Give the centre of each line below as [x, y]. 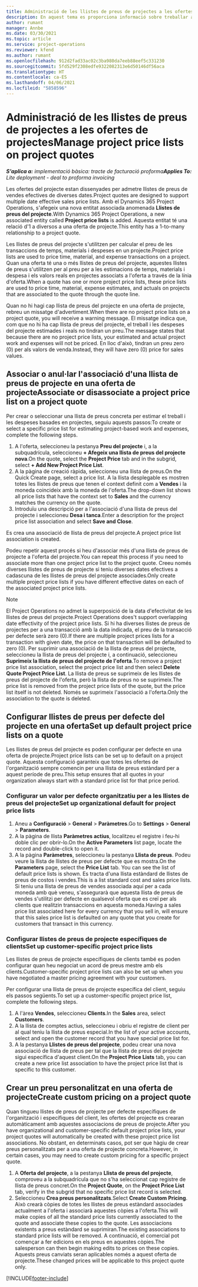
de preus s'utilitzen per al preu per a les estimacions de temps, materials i [95, 269]
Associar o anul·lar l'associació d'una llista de [92, 374]
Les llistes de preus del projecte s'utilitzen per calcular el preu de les [89, 244]
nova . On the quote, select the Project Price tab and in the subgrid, [95, 459]
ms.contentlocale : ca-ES [37, 77]
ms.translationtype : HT [35, 72]
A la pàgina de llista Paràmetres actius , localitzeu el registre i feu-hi [97, 836]
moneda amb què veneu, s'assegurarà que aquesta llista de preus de [99, 892]
